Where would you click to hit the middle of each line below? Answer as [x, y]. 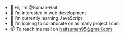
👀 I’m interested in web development [48, 13]
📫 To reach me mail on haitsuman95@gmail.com [61, 29]
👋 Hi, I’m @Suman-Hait [34, 8]
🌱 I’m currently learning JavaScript [46, 18]
